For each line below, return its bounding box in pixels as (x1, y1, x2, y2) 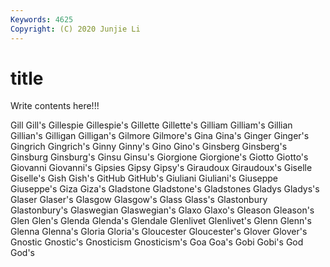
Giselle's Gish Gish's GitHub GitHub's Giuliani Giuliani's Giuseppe (10, 172, 278, 185)
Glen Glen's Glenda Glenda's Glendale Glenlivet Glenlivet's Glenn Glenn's (10, 215, 312, 227)
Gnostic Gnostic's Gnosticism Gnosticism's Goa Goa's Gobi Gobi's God (10, 236, 304, 248)
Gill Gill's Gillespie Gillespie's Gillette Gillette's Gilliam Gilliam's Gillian (10, 119, 293, 131)
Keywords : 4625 (10, 14, 74, 25)
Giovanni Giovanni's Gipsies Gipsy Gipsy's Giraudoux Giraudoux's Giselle (10, 162, 313, 174)
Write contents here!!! (10, 100, 100, 112)
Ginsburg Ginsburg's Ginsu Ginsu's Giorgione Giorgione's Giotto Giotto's (10, 151, 309, 163)
